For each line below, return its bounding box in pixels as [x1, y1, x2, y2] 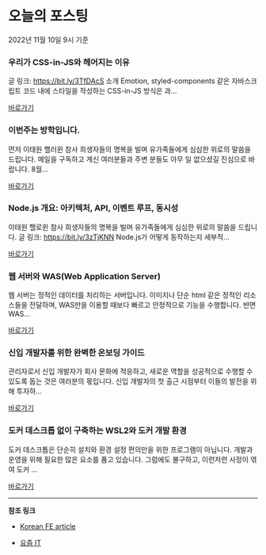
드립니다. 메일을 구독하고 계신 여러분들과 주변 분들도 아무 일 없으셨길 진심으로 [8, 154, 247, 163]
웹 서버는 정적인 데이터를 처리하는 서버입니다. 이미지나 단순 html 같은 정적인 [8, 290, 242, 300]
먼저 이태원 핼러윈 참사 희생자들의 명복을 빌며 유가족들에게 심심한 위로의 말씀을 [8, 144, 252, 154]
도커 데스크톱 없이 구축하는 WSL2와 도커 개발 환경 [8, 425, 188, 436]
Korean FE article [19, 521, 76, 531]
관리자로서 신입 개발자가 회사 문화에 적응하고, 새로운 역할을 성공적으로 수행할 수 [8, 366, 253, 377]
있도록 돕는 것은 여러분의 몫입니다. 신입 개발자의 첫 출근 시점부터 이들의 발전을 [8, 377, 249, 386]
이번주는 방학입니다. [8, 124, 81, 136]
